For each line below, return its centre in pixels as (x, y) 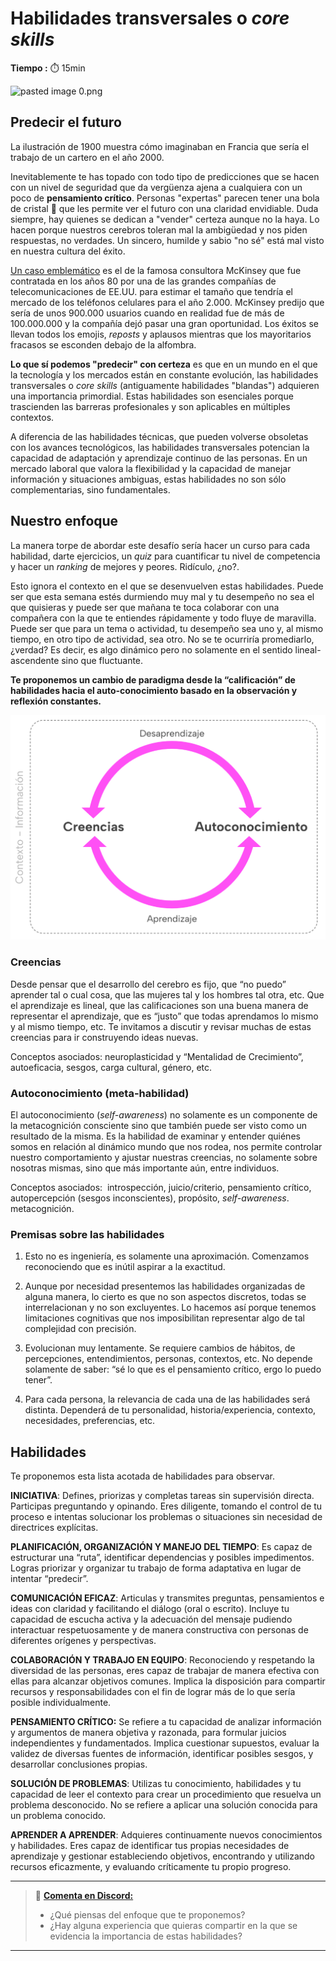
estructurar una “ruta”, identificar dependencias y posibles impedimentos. (162, 1558)
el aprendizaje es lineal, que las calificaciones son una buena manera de (159, 1005)
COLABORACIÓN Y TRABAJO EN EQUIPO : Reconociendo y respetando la (162, 1660)
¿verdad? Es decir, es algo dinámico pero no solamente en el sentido (151, 649)
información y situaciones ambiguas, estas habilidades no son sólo (148, 479)
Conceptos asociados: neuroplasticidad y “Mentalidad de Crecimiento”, (157, 1056)
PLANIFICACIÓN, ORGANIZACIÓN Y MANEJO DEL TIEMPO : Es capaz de (161, 1547)
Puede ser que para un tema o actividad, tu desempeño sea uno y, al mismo (167, 628)
